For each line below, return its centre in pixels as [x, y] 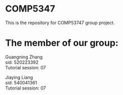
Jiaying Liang [19, 77]
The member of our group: [62, 43]
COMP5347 [30, 9]
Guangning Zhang [24, 57]
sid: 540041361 [21, 82]
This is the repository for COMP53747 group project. [60, 23]
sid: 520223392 [22, 62]
